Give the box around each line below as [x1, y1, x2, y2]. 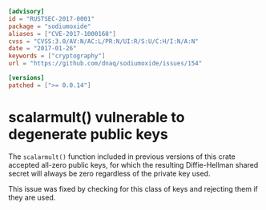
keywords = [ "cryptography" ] [8, 52, 106, 60]
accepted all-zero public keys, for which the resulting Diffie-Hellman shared [8, 160, 259, 169]
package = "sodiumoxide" [8, 22, 91, 30]
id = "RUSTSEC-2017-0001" [8, 14, 95, 23]
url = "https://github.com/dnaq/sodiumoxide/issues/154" [8, 60, 203, 68]
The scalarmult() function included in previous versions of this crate [8, 152, 236, 161]
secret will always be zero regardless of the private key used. [8, 168, 211, 178]
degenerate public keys [8, 125, 168, 143]
